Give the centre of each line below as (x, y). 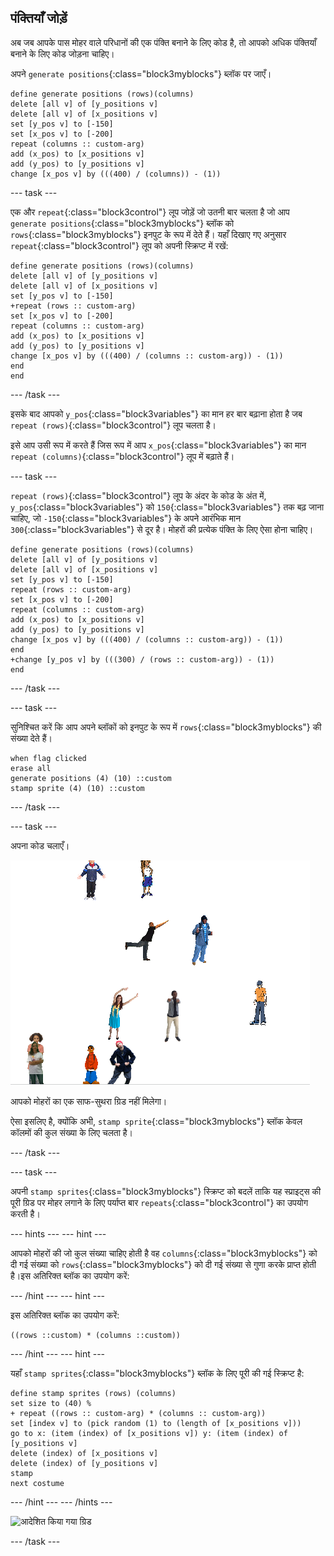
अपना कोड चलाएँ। (40, 845)
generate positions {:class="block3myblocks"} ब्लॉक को (122, 223)
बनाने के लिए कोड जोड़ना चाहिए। (62, 53)
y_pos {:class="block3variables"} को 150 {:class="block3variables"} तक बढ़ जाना (167, 507)
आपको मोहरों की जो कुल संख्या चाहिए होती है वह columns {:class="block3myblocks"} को (164, 1253)
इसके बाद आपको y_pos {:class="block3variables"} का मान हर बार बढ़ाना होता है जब (156, 413)
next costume (37, 1483)
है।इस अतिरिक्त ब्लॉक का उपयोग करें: (70, 1275)
